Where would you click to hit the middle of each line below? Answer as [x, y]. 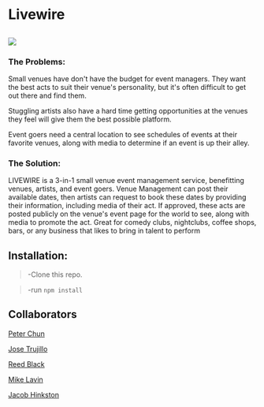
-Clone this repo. [55, 274]
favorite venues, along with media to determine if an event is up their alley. [129, 143]
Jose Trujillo [28, 349]
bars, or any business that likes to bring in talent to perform [104, 231]
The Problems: [37, 62]
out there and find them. [47, 95]
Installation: [38, 255]
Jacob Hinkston [34, 394]
